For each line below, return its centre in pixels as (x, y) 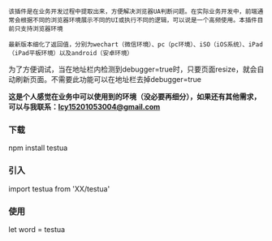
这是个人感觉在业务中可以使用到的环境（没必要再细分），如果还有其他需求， (135, 97)
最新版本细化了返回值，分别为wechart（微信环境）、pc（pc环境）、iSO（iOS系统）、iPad (136, 45)
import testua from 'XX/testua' (59, 188)
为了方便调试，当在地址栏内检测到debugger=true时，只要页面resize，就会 (133, 69)
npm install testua (38, 148)
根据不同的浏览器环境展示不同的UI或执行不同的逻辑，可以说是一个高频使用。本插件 (138, 20)
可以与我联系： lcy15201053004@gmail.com (84, 107)
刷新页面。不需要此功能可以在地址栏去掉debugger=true (108, 79)
